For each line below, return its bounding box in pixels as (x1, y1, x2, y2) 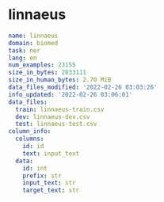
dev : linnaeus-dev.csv (15, 112, 90, 120)
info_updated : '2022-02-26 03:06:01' (8, 90, 133, 98)
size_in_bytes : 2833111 (8, 69, 87, 77)
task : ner (8, 46, 41, 55)
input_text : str (22, 179, 77, 187)
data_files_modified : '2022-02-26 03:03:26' (8, 83, 158, 92)
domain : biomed (8, 39, 59, 47)
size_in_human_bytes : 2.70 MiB (8, 76, 112, 84)
